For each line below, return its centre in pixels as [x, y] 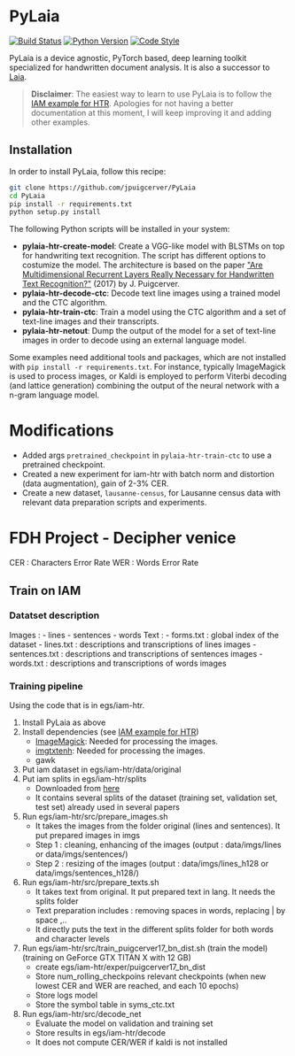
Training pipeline [46, 686]
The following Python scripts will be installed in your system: [120, 229]
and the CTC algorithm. [65, 303]
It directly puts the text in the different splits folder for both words [155, 929]
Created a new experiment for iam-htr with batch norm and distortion [148, 474]
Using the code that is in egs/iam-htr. [77, 705]
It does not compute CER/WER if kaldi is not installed [131, 1043]
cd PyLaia [27, 196]
